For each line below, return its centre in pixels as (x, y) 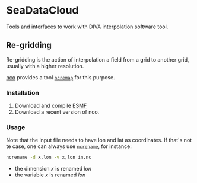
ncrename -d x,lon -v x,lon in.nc (49, 158)
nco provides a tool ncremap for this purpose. (61, 77)
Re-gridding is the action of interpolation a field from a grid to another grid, (98, 59)
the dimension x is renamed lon (53, 169)
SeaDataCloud (42, 10)
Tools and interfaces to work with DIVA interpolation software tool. (87, 27)
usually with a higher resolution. (45, 66)
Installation (23, 92)
